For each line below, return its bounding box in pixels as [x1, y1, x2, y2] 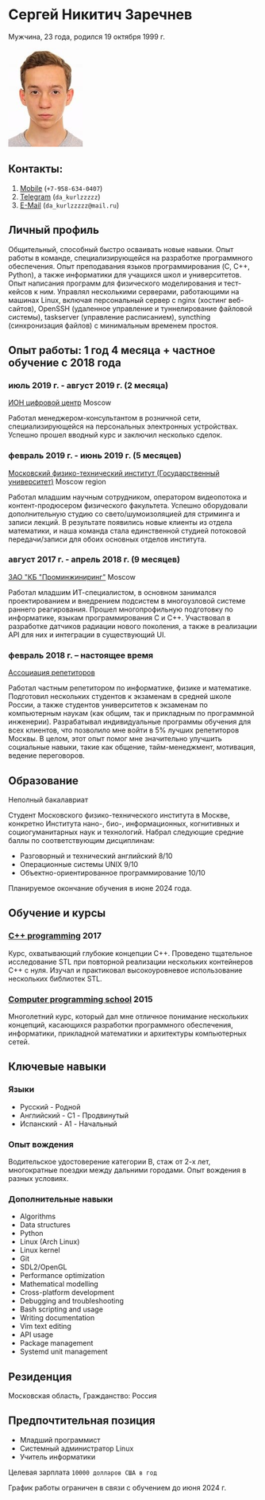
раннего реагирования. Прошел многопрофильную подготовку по [8, 604, 234, 614]
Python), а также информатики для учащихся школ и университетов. [8, 270, 242, 279]
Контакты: [8, 162, 63, 176]
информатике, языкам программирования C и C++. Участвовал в [8, 612, 232, 622]
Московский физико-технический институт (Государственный [8, 468, 220, 478]
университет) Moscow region [8, 476, 107, 486]
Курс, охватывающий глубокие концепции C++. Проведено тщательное [8, 948, 252, 958]
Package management [19, 1339, 94, 1348]
